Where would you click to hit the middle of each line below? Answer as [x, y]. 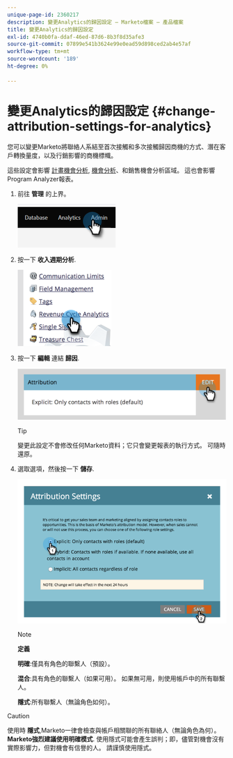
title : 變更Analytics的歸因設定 [50, 29]
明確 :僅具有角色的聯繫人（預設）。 [65, 663]
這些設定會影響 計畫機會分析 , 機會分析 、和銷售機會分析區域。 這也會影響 [111, 170]
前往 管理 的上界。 [43, 194]
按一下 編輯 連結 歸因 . [48, 358]
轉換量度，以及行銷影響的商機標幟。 [65, 155]
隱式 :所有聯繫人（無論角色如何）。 [65, 702]
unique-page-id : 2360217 [43, 15]
